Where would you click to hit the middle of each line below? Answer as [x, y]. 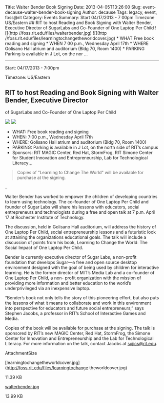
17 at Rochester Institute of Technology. [45, 217]
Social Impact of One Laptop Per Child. [44, 247]
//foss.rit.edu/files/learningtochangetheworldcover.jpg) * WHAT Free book [80, 38]
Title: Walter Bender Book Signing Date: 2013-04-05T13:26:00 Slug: [73, 7]
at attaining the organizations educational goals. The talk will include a [76, 237]
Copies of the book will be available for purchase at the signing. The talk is [80, 328]
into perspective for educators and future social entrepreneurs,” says [74, 308]
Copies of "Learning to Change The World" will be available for [80, 172]
